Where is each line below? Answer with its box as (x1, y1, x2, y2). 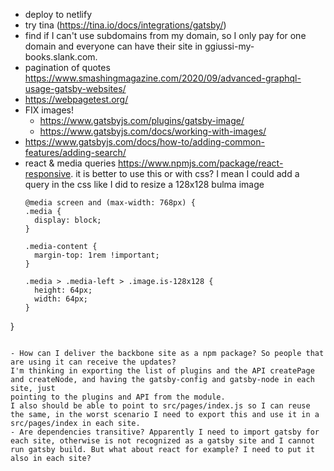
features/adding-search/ (24, 147, 127, 158)
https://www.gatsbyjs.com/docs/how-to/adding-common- (24, 136, 265, 148)
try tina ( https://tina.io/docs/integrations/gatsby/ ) (24, 19, 227, 31)
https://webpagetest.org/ (24, 94, 129, 105)
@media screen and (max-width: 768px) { (24, 198, 196, 208)
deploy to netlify (24, 9, 93, 20)
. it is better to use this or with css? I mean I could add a (70, 168, 300, 179)
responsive (24, 168, 72, 179)
